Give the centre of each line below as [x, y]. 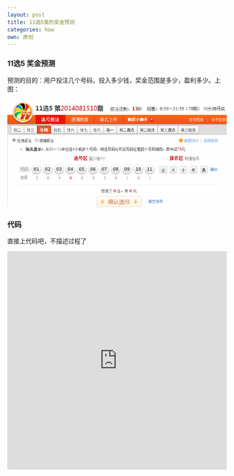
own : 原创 [20, 37]
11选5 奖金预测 [31, 64]
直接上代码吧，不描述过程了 [47, 240]
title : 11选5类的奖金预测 [41, 22]
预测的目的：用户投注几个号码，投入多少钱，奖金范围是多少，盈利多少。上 [114, 80]
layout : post [26, 15]
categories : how [31, 29]
